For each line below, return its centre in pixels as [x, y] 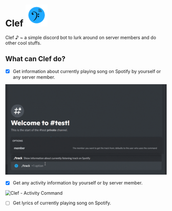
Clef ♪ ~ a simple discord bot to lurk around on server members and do [81, 37]
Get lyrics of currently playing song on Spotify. [62, 203]
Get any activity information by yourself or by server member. [78, 183]
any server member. [34, 77]
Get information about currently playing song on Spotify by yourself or [87, 71]
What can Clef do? [35, 59]
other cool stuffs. [23, 43]
